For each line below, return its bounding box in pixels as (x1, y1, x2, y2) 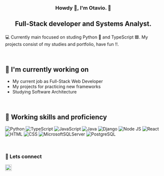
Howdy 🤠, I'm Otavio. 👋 (55, 4, 111, 11)
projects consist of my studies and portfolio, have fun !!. (5, 42, 119, 47)
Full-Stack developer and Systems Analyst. (14, 20, 152, 28)
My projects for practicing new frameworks (12, 84, 101, 89)
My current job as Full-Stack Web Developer (12, 79, 103, 85)
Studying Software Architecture (12, 89, 77, 95)
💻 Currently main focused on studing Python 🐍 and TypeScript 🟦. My (5, 34, 148, 40)
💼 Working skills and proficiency (5, 113, 108, 121)
